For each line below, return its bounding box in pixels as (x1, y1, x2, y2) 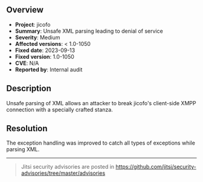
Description (6, 83, 51, 94)
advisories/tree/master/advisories (21, 169, 106, 177)
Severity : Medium (14, 33, 60, 41)
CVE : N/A (14, 59, 39, 67)
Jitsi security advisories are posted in (21, 163, 115, 171)
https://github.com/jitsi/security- (115, 163, 196, 171)
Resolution (6, 123, 48, 134)
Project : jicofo (14, 21, 51, 28)
